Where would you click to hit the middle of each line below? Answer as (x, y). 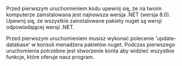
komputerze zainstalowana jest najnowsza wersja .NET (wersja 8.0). (88, 15)
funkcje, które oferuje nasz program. (50, 57)
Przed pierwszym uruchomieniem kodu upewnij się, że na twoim (84, 8)
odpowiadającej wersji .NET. (40, 27)
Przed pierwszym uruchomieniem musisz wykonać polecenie (80, 38)
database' (18, 44)
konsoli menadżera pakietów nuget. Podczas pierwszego (106, 44)
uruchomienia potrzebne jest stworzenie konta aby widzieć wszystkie (90, 51)
